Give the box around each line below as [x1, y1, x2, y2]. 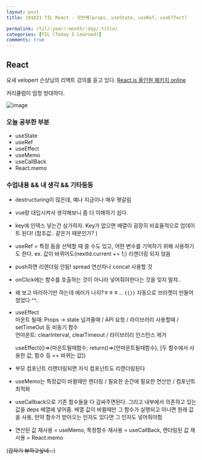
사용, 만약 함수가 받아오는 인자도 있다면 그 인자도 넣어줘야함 [21, 413, 163, 420]
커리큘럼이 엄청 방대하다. [6, 89, 65, 96]
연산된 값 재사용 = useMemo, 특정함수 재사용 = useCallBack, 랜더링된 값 [15, 426, 189, 433]
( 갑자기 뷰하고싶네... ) [6, 447, 56, 454]
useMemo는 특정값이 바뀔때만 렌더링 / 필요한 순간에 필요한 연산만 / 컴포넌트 [15, 377, 196, 384]
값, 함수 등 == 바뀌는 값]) [26, 352, 86, 359]
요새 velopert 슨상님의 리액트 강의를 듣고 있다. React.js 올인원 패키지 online [6, 76, 186, 83]
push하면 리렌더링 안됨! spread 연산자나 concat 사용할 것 [15, 263, 153, 270]
